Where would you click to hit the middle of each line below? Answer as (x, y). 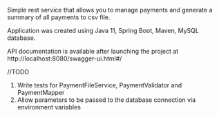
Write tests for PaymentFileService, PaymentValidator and (99, 85)
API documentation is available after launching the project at (93, 51)
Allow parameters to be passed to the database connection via (106, 100)
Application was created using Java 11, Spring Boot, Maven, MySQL (103, 31)
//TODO (18, 72)
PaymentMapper (41, 93)
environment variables (49, 107)
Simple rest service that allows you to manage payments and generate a (110, 10)
